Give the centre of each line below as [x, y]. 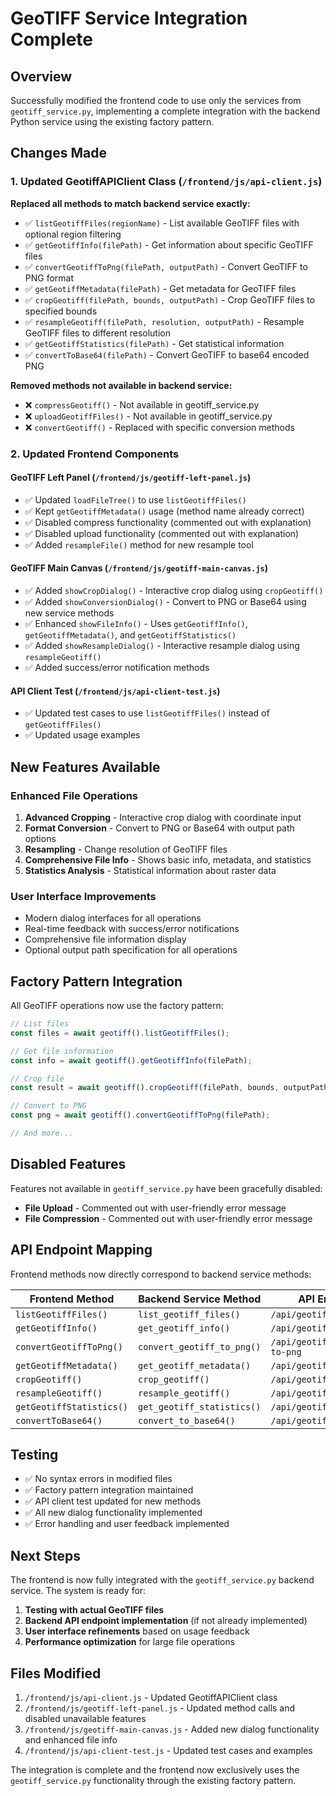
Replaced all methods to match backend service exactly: [130, 203]
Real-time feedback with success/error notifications [132, 929]
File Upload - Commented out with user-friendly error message [155, 1208]
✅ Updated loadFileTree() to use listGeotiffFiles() [135, 499]
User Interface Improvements [83, 896]
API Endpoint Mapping [81, 1250]
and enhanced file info [71, 1739]
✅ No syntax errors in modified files [98, 1479]
